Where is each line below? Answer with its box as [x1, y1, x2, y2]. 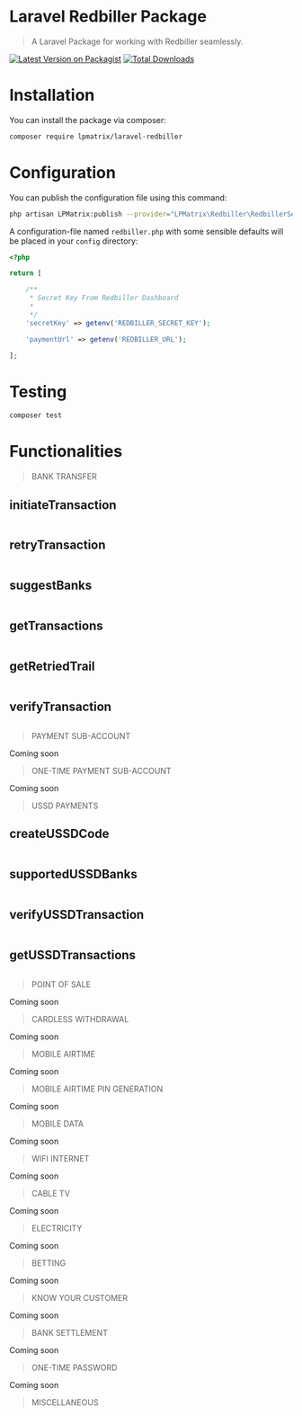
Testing [9, 381, 67, 402]
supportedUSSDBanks [9, 867, 138, 882]
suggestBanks [9, 578, 93, 593]
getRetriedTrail [9, 658, 96, 673]
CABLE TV [31, 1189, 70, 1199]
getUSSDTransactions [9, 947, 137, 963]
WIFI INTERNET [31, 1153, 90, 1164]
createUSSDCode [9, 826, 110, 842]
